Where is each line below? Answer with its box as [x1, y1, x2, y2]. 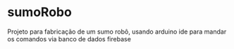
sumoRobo [7, 4, 72, 20]
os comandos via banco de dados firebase [7, 34, 132, 43]
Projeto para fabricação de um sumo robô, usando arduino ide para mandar [7, 27, 227, 36]
